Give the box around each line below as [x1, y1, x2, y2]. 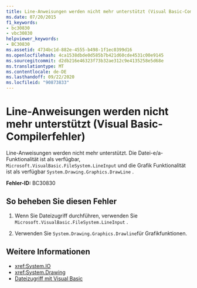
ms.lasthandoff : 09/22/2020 [6, 74, 75, 80]
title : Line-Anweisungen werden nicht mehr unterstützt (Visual [6, 8, 167, 15]
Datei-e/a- [138, 149, 164, 156]
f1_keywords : [6, 19, 38, 25]
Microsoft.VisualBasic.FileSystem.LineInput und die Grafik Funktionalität [6, 162, 186, 169]
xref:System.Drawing [14, 269, 66, 276]
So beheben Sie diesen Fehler [6, 196, 117, 206]
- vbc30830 [6, 31, 33, 36]
